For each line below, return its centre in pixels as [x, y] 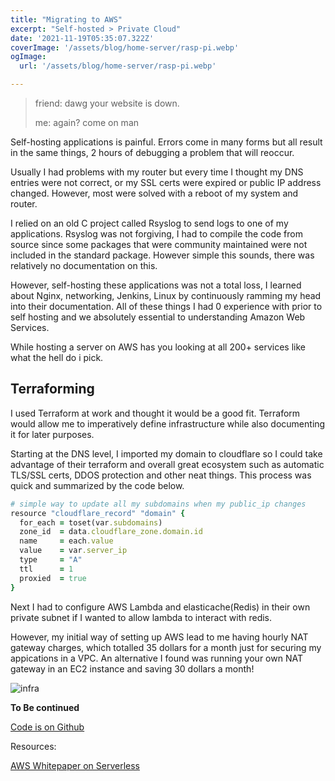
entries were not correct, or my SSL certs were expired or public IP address [166, 182]
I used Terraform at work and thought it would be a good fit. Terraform [155, 413]
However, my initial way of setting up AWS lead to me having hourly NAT [159, 637]
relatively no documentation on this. [84, 265]
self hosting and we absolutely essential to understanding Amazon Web [158, 317]
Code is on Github [47, 727]
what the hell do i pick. [57, 357]
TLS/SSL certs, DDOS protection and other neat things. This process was [161, 475]
